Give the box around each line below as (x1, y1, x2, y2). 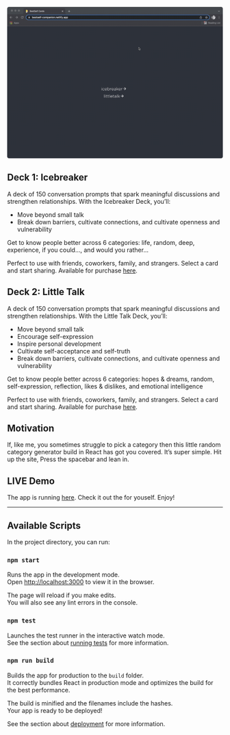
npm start (7, 556, 40, 564)
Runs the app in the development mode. (7, 570, 120, 579)
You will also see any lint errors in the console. (7, 598, 138, 607)
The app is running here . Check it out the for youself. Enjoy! (7, 493, 175, 502)
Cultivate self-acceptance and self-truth (16, 347, 131, 355)
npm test (7, 617, 36, 625)
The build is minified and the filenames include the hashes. (7, 699, 173, 707)
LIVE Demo (7, 475, 55, 487)
